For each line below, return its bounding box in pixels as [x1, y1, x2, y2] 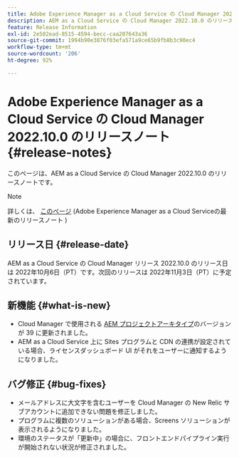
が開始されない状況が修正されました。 [17, 443, 130, 452]
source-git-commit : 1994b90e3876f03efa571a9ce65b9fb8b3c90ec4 [7, 37, 196, 44]
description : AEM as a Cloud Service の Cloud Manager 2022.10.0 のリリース [7, 17, 233, 24]
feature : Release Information [7, 24, 97, 31]
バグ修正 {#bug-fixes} [7, 378, 107, 390]
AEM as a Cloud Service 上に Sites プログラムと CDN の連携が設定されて [17, 338, 231, 346]
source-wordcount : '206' [7, 51, 81, 58]
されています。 [7, 276, 51, 285]
